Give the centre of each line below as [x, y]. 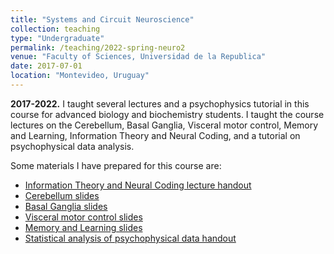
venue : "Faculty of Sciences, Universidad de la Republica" [138, 57]
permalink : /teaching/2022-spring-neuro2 [98, 47]
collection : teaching [55, 29]
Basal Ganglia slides [66, 206]
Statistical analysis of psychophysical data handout [130, 238]
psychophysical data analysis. [72, 146]
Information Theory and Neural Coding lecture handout [138, 185]
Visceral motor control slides [83, 217]
